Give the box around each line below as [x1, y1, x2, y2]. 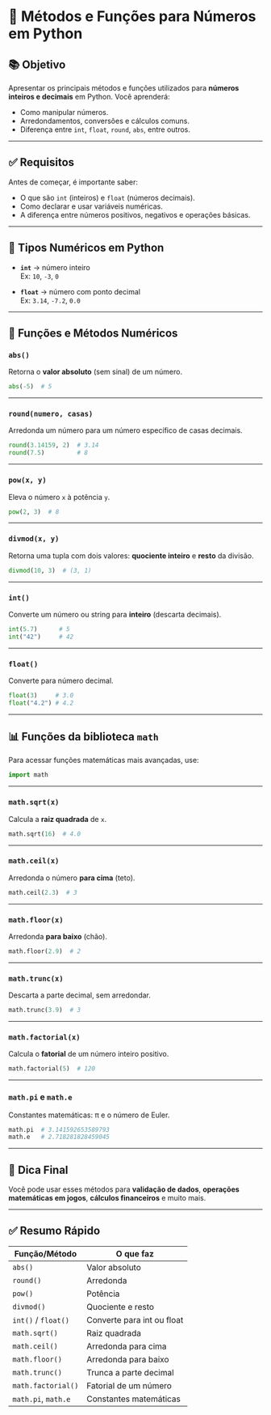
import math [8, 771, 48, 779]
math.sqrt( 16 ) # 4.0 [8, 829, 81, 838]
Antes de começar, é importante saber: [8, 177, 139, 187]
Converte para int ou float [85, 1314, 184, 1325]
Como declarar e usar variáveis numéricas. [19, 201, 163, 211]
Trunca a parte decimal [85, 1366, 175, 1378]
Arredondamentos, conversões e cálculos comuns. [19, 117, 190, 125]
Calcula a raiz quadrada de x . [8, 814, 107, 824]
